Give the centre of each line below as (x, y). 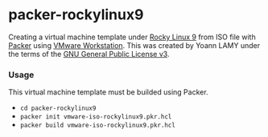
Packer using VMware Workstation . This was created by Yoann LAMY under (134, 45)
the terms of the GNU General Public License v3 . (89, 54)
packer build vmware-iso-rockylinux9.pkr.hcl (97, 126)
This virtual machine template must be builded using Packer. (108, 92)
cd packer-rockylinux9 (58, 109)
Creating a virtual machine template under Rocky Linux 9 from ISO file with (132, 37)
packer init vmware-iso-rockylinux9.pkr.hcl (96, 117)
